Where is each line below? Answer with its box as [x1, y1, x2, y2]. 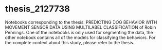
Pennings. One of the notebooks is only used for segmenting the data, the [5, 29, 153, 35]
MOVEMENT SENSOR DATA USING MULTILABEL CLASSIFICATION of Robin [5, 24, 157, 30]
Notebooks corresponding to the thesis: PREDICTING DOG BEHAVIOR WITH [5, 19, 157, 25]
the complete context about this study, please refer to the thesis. [5, 39, 135, 45]
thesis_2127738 [5, 3, 71, 14]
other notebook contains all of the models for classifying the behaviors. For [5, 35, 156, 40]
